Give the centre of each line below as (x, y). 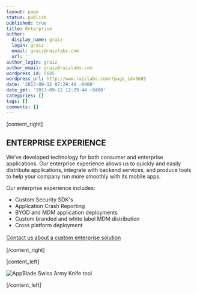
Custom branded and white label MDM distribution (77, 219)
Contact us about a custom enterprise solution (64, 237)
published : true (26, 23)
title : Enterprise (29, 29)
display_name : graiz (37, 40)
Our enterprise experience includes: (51, 188)
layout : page (23, 12)
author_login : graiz (32, 62)
